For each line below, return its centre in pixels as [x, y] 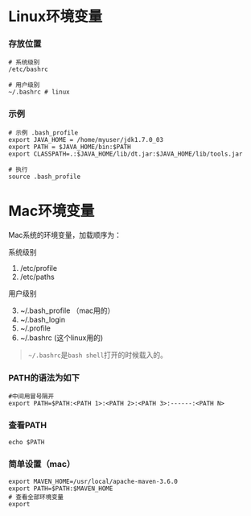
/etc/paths [37, 277]
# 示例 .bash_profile [43, 133]
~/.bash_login [43, 319]
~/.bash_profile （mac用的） [67, 310]
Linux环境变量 [56, 17]
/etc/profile [39, 268]
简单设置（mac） [42, 464]
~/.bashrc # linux [39, 92]
